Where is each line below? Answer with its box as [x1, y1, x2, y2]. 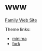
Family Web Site [5, 17, 37, 23]
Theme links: [5, 26, 30, 32]
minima [12, 35, 27, 41]
